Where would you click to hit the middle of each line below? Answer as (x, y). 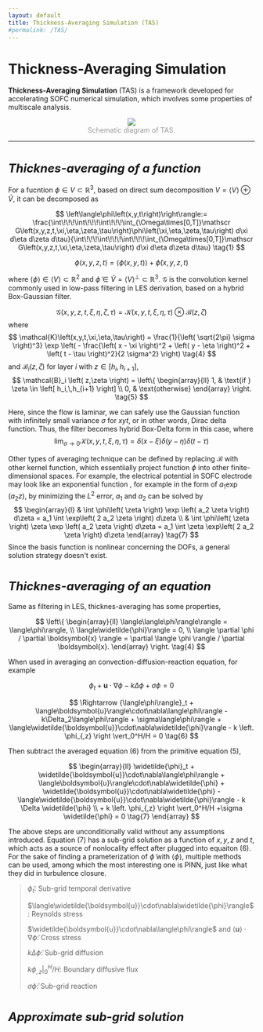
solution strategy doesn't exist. (58, 556)
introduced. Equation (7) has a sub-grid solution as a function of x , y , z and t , (131, 840)
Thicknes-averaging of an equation (110, 586)
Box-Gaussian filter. (40, 296)
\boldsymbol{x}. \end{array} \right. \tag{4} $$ (131, 647)
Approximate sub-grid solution (96, 1017)
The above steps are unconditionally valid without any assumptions (117, 832)
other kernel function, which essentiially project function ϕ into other (119, 468)
